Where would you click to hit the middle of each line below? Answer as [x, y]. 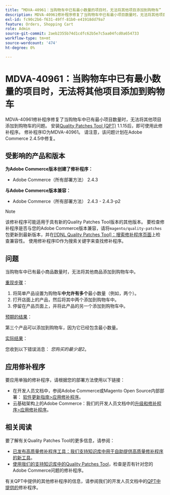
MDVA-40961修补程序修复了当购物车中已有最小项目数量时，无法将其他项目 [83, 119]
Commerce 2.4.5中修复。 [32, 138]
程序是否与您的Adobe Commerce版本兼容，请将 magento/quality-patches [86, 228]
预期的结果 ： [18, 317]
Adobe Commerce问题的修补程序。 [49, 470]
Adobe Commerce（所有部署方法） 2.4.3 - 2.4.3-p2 [67, 202]
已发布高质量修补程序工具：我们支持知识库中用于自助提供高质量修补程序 [88, 451]
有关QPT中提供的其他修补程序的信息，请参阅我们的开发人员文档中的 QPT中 [83, 481]
